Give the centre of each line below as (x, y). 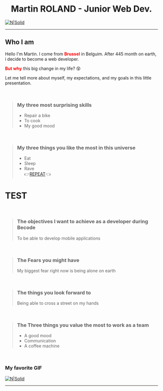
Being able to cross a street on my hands (58, 303)
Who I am (19, 42)
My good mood (39, 126)
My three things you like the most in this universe (76, 147)
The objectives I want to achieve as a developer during (82, 222)
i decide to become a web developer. (42, 59)
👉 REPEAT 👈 (37, 174)
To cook (32, 121)
